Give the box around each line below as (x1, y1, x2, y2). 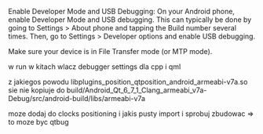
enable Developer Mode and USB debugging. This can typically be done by (8, 15, 252, 24)
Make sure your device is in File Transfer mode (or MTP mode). (8, 47, 213, 56)
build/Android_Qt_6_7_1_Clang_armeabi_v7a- (66, 85, 207, 95)
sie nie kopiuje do (8, 85, 65, 95)
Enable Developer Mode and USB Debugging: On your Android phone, (8, 7, 236, 16)
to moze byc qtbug (8, 118, 69, 126)
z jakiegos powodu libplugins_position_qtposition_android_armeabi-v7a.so (8, 78, 248, 86)
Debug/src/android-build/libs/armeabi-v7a (8, 94, 145, 103)
